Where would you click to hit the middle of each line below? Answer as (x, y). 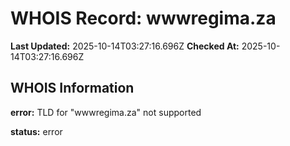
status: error (36, 131)
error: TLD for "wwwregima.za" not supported (106, 112)
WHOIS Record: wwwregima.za (143, 18)
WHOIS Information (72, 88)
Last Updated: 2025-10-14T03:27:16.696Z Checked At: (125, 46)
